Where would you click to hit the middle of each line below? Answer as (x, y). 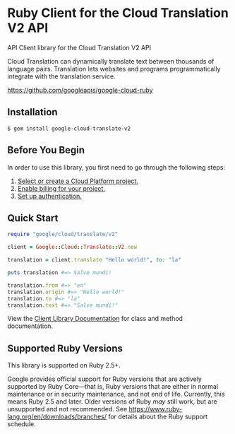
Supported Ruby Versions (65, 348)
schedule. (22, 424)
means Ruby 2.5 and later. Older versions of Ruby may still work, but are (112, 401)
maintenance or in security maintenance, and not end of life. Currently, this (116, 394)
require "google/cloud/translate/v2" (63, 235)
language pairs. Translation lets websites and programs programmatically (114, 69)
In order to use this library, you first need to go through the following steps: (116, 167)
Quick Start (33, 218)
